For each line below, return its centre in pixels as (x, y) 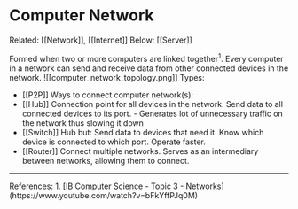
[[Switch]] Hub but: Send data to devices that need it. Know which (143, 132)
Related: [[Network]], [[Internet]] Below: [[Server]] (101, 40)
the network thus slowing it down (83, 123)
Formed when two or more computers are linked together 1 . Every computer (146, 58)
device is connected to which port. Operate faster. (114, 142)
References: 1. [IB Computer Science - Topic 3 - (97, 186)
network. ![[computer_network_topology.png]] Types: (107, 77)
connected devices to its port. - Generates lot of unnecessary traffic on (153, 113)
